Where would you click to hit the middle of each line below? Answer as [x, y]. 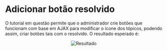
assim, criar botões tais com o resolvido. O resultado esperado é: [72, 33]
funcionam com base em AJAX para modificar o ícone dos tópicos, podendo [84, 28]
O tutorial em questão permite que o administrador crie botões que [74, 23]
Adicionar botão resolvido [60, 9]
